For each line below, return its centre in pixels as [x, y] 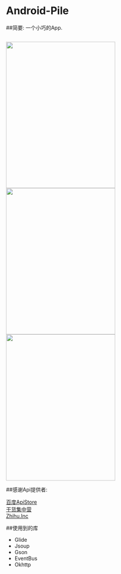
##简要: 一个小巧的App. [34, 28]
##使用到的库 [22, 528]
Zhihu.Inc [17, 516]
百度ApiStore [22, 502]
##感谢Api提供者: [27, 490]
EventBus [26, 558]
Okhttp [23, 565]
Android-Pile [38, 11]
